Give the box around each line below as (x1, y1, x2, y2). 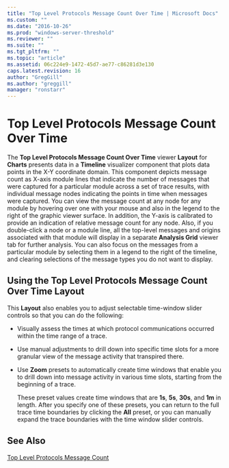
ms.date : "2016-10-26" (7, 23, 72, 29)
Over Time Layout (7, 286, 85, 297)
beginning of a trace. (16, 380, 77, 388)
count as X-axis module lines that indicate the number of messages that (7, 175, 210, 184)
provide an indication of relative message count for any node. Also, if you (7, 219, 213, 227)
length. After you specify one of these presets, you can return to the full (16, 400, 219, 408)
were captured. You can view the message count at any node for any (7, 197, 202, 206)
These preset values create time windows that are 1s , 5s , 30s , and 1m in (16, 393, 221, 402)
